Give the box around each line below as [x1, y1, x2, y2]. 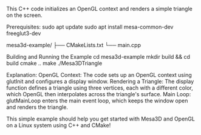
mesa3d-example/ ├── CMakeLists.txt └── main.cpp [6, 42, 141, 48]
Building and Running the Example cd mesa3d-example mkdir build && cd [6, 53, 190, 60]
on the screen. [6, 12, 43, 19]
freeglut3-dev [6, 30, 41, 37]
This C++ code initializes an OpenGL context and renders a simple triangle [6, 5, 192, 12]
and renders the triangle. [6, 104, 69, 111]
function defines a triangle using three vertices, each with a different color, [6, 84, 193, 91]
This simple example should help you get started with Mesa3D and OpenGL [6, 115, 196, 122]
